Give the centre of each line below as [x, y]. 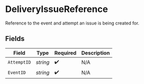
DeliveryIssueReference [57, 9]
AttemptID [19, 62]
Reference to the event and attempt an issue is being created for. [72, 23]
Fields [15, 39]
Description [96, 52]
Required [65, 52]
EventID [17, 73]
